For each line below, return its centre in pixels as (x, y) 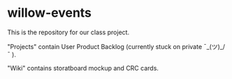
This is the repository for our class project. (68, 32)
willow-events (50, 13)
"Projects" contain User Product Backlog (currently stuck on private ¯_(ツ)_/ (116, 46)
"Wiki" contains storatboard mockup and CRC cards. (83, 68)
